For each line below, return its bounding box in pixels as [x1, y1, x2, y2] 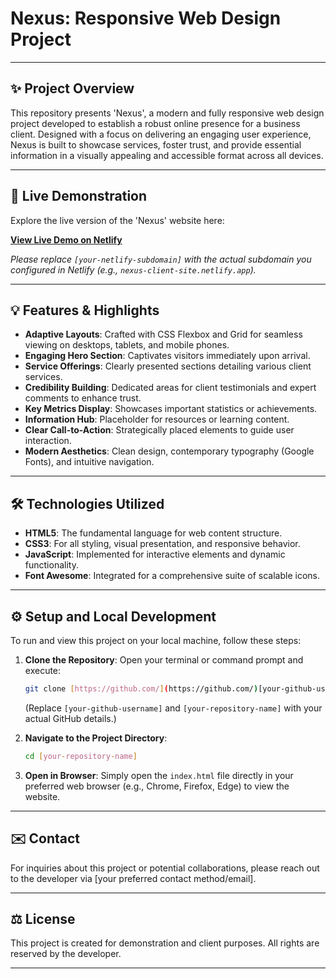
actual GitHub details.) [24, 712, 117, 724]
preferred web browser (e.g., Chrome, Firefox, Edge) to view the [24, 780, 290, 792]
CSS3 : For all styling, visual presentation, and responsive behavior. [24, 538, 301, 550]
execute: [24, 665, 62, 676]
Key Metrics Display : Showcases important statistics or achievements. [24, 403, 318, 415]
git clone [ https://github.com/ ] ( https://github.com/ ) [24, 684, 259, 694]
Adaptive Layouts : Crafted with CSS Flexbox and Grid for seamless [24, 328, 303, 341]
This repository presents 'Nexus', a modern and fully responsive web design [10, 107, 325, 119]
